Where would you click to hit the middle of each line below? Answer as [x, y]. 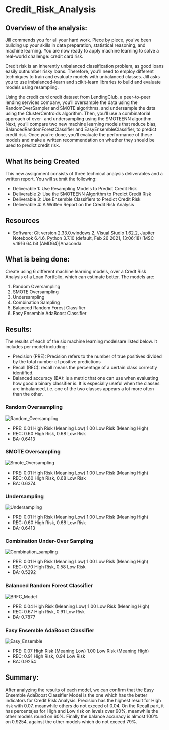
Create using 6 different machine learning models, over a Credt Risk [76, 272]
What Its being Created [42, 161]
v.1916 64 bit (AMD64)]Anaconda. [48, 243]
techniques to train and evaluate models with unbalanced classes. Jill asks [83, 76]
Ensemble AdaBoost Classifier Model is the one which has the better [76, 695]
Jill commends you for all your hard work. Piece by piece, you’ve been [78, 40]
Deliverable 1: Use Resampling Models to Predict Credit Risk [75, 188]
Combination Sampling [36, 303]
